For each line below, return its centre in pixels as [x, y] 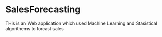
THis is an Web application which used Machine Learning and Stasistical [81, 23]
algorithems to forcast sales [34, 28]
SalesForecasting [43, 9]
